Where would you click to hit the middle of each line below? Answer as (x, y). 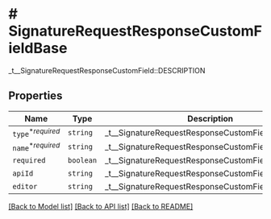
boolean (82, 161)
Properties (35, 96)
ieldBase (38, 48)
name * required (36, 147)
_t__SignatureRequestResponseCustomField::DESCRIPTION (107, 70)
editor (25, 187)
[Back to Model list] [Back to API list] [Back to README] (101, 207)
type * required (36, 133)
